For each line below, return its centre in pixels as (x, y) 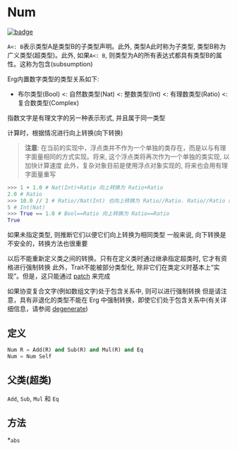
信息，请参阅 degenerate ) (50, 309)
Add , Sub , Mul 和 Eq (33, 399)
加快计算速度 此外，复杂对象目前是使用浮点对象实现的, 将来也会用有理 (126, 165)
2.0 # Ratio (25, 194)
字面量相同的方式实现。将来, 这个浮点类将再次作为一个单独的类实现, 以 (127, 157)
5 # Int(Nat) (26, 207)
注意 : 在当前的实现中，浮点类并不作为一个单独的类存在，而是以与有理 (125, 147)
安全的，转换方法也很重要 (50, 243)
